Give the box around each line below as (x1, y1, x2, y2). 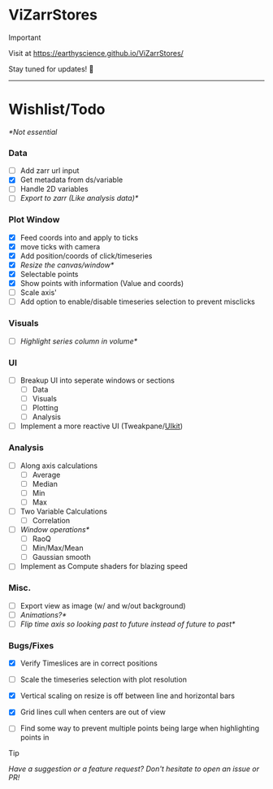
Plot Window (8, 214, 60, 225)
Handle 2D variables (19, 184, 89, 194)
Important (8, 33, 41, 42)
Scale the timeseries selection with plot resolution (19, 674, 187, 684)
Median (32, 479, 58, 488)
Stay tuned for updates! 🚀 (8, 63, 94, 74)
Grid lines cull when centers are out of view (19, 707, 167, 717)
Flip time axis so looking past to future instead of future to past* (19, 619, 236, 629)
